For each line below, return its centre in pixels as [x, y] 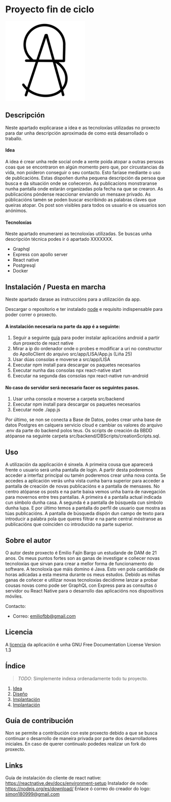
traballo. [14, 138]
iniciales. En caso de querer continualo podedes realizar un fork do [76, 744]
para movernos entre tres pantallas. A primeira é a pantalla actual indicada [83, 497]
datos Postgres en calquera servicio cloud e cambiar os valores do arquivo [84, 425]
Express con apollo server [40, 255]
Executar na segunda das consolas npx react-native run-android [80, 376]
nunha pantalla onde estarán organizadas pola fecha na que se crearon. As [84, 188]
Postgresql [24, 265]
